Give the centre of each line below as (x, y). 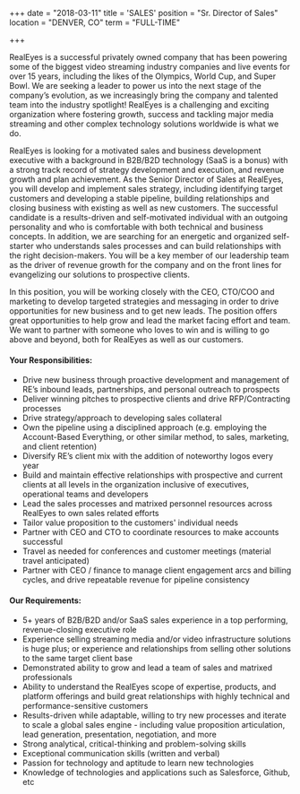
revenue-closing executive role (79, 630)
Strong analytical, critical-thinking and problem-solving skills (134, 744)
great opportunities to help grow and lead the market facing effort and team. (150, 320)
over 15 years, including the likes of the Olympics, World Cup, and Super (143, 76)
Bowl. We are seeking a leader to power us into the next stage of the (135, 86)
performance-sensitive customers (85, 706)
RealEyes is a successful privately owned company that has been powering (148, 57)
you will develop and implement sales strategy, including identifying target (146, 189)
